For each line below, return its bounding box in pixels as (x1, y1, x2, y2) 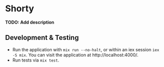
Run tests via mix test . (12, 57, 60, 63)
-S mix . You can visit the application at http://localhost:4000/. (12, 52, 139, 58)
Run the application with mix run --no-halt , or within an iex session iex (12, 46, 160, 52)
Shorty (5, 3, 34, 14)
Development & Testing (5, 33, 79, 42)
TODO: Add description (5, 19, 55, 25)
